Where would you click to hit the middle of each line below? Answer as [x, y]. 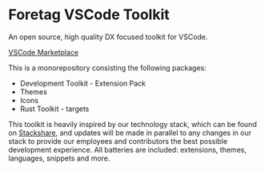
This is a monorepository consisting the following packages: [107, 68]
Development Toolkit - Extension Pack [83, 83]
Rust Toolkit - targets [54, 109]
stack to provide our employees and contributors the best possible [118, 141]
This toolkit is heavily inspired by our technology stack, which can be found [133, 124]
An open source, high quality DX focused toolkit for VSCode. [108, 37]
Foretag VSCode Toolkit [89, 15]
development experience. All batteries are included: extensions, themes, [127, 149]
